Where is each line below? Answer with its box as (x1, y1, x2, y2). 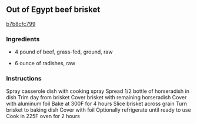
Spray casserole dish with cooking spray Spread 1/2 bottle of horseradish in (6, 88, 190, 95)
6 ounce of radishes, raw (14, 60, 75, 67)
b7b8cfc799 (6, 20, 36, 27)
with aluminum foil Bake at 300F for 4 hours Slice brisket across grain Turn (6, 100, 187, 108)
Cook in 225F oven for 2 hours (6, 113, 81, 120)
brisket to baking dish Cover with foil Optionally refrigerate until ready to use (6, 106, 191, 113)
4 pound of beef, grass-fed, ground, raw (14, 48, 113, 55)
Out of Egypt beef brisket (6, 5, 101, 15)
